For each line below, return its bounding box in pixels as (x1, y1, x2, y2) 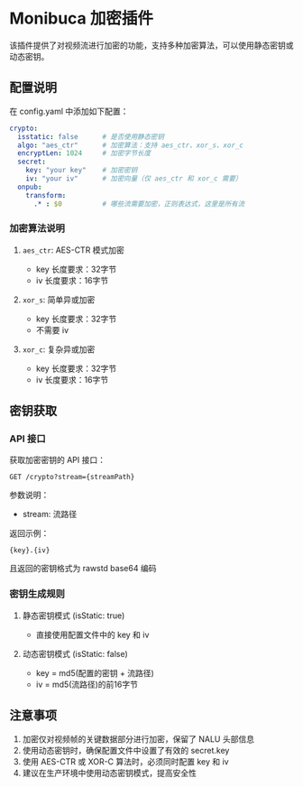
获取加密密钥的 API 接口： (9, 455, 106, 466)
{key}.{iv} (9, 546, 50, 555)
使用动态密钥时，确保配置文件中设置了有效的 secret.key (22, 745, 230, 755)
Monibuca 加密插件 (9, 8, 153, 29)
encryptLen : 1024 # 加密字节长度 (17, 149, 151, 158)
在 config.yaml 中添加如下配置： (9, 106, 129, 116)
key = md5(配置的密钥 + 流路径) (35, 667, 155, 678)
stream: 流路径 (22, 509, 78, 520)
